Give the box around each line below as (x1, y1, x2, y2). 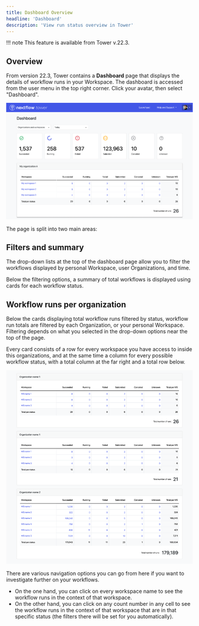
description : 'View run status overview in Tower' (6, 22, 134, 28)
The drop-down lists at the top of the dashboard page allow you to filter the (6, 258, 190, 265)
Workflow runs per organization (6, 299, 126, 309)
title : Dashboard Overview (6, 10, 73, 15)
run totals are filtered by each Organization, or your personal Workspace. (6, 321, 185, 329)
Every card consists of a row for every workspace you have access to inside (6, 346, 192, 353)
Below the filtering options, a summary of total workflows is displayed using (6, 276, 191, 283)
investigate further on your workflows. (6, 576, 99, 583)
